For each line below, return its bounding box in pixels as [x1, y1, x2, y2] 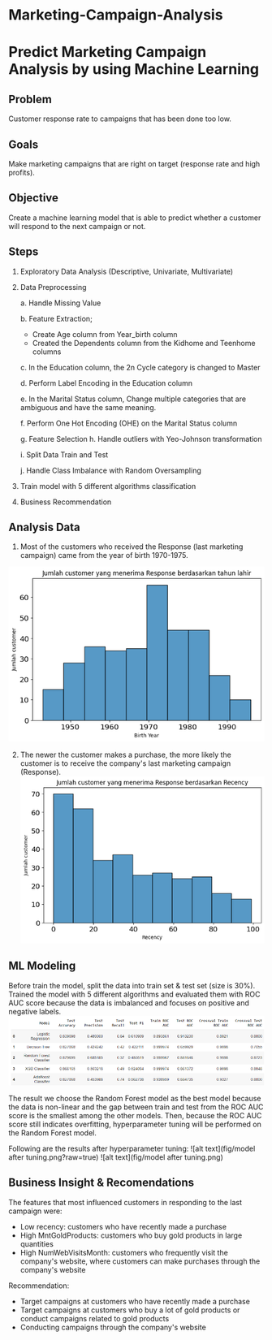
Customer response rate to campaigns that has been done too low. [8, 114, 231, 123]
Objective [8, 191, 59, 205]
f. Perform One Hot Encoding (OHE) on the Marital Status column [19, 418, 238, 428]
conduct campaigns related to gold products [19, 1313, 170, 1323]
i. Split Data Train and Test [19, 449, 109, 460]
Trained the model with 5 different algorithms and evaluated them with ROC [8, 989, 261, 999]
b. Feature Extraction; [19, 313, 93, 323]
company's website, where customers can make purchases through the [19, 1256, 261, 1266]
